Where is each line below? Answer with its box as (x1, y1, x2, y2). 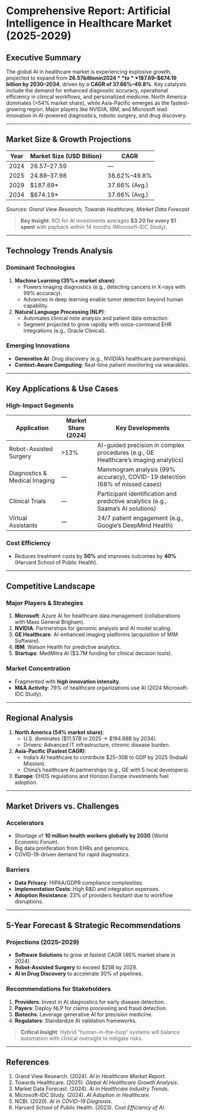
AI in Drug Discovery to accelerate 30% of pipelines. (14, 970, 144, 978)
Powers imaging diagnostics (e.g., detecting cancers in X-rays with (23, 283, 186, 290)
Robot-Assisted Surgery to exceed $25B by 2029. (14, 964, 138, 971)
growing (6, 106, 26, 112)
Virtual (9, 514, 28, 522)
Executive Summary (6, 52, 81, 62)
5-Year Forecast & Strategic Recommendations (6, 920, 181, 930)
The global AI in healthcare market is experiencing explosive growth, (6, 68, 172, 75)
